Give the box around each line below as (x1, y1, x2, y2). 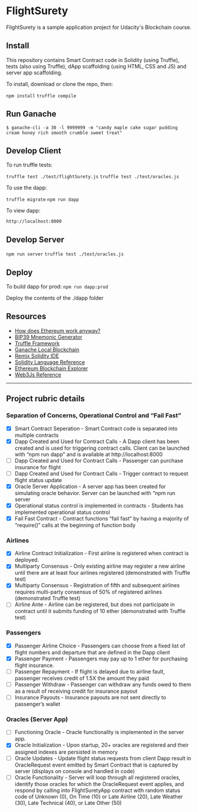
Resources (6, 312, 47, 322)
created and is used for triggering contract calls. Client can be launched (14, 444, 190, 451)
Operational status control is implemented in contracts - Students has (14, 502, 184, 509)
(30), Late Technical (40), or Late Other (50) (14, 799, 122, 806)
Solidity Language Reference (14, 358, 85, 365)
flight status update (14, 476, 62, 483)
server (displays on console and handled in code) (14, 767, 135, 774)
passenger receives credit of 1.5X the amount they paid (14, 675, 149, 682)
